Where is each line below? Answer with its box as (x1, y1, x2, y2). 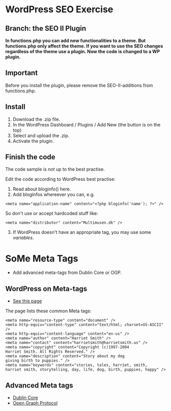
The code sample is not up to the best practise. (5, 166, 105, 172)
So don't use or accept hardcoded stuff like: (5, 210, 98, 217)
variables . (12, 234, 34, 241)
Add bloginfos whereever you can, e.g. (12, 191, 95, 198)
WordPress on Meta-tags (5, 284, 88, 293)
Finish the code (5, 153, 55, 162)
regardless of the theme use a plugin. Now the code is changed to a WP (5, 49, 160, 54)
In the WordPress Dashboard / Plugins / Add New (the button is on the (12, 121, 161, 127)
